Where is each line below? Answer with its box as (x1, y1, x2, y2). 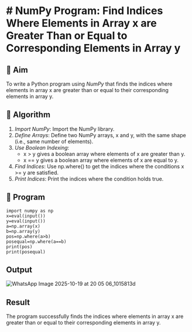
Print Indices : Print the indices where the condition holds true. (14, 175, 164, 182)
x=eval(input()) (6, 213, 46, 219)
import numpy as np (6, 208, 54, 214)
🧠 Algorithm (6, 110, 51, 120)
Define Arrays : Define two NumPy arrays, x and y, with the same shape (14, 131, 186, 138)
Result (6, 297, 30, 307)
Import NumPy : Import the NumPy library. (14, 125, 115, 133)
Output (6, 265, 32, 275)
